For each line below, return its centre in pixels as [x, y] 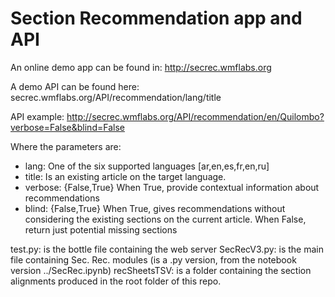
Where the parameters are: [66, 146]
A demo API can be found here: [75, 86]
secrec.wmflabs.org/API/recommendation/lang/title [116, 97]
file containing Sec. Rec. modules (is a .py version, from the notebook [153, 259]
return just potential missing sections [101, 229]
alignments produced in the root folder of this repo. [116, 281]
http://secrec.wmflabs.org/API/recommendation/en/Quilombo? [195, 116]
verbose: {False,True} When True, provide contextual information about [172, 187]
